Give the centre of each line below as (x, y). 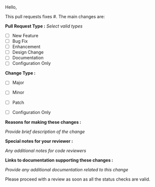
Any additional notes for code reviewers (46, 150)
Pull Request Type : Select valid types (44, 26)
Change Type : (20, 73)
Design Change (28, 52)
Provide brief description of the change (45, 132)
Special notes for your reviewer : (39, 141)
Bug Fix (20, 41)
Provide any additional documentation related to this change (67, 169)
